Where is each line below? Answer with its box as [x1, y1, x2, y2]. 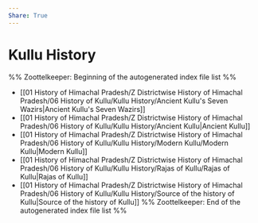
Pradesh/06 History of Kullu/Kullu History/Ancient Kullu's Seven [19, 96, 229, 106]
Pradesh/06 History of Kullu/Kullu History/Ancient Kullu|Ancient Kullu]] [19, 121, 251, 131]
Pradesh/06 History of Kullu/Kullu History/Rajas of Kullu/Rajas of [19, 163, 230, 173]
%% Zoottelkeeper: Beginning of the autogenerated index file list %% [8, 72, 237, 82]
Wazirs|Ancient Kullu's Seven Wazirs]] [19, 104, 146, 113]
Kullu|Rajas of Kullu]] [19, 171, 89, 181]
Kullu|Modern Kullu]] [19, 146, 88, 156]
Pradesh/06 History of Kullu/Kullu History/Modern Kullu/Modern [19, 138, 229, 148]
